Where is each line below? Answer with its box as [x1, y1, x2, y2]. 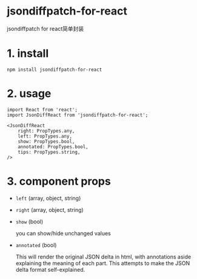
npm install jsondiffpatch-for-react [7, 67, 102, 73]
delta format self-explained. [15, 266, 85, 273]
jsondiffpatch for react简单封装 [7, 25, 84, 32]
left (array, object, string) [15, 194, 81, 202]
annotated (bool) [15, 241, 57, 249]
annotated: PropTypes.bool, [18, 143, 88, 149]
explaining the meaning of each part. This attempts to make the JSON [15, 259, 190, 267]
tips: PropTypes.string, [18, 149, 81, 155]
